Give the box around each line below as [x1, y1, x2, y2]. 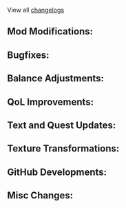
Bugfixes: [7, 49, 50, 61]
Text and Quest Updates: [7, 119, 116, 131]
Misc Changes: [7, 189, 74, 202]
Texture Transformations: [7, 143, 120, 154]
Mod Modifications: [7, 25, 94, 37]
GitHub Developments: [7, 166, 107, 178]
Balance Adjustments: [7, 72, 105, 85]
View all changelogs [7, 6, 64, 14]
